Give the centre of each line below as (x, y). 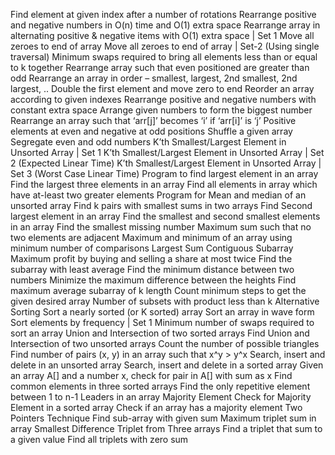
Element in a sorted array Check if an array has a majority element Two (156, 407)
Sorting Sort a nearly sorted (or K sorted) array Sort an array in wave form (162, 312)
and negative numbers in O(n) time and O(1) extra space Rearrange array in (165, 25)
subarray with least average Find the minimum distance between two (152, 269)
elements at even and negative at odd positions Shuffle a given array (151, 131)
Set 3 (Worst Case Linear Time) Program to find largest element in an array (164, 173)
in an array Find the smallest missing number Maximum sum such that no (161, 227)
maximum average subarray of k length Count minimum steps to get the (158, 290)
